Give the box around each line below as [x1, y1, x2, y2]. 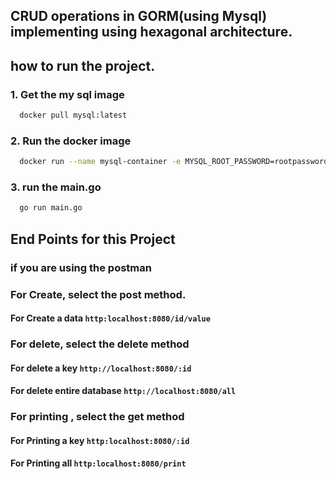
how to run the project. [10, 57, 156, 74]
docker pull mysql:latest [19, 110, 128, 121]
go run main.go [19, 203, 83, 213]
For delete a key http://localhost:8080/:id [10, 362, 192, 374]
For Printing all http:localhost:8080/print [10, 457, 187, 469]
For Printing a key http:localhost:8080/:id [10, 434, 190, 446]
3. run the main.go [10, 180, 102, 194]
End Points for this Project [10, 230, 176, 248]
